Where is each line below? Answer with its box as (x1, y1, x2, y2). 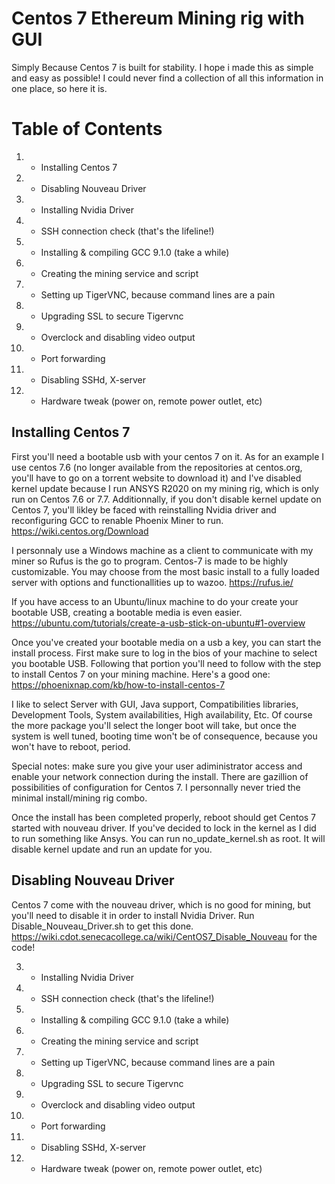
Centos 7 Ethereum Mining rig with (11, 7, 305, 30)
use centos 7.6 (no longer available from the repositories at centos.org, (11, 461, 303, 473)
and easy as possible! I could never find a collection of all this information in (11, 72, 324, 84)
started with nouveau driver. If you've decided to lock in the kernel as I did (11, 822, 317, 834)
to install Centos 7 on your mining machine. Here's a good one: (11, 668, 271, 680)
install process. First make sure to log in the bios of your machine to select (11, 647, 318, 659)
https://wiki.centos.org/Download (11, 525, 149, 537)
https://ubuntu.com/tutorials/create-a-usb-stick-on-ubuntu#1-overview (11, 617, 306, 629)
